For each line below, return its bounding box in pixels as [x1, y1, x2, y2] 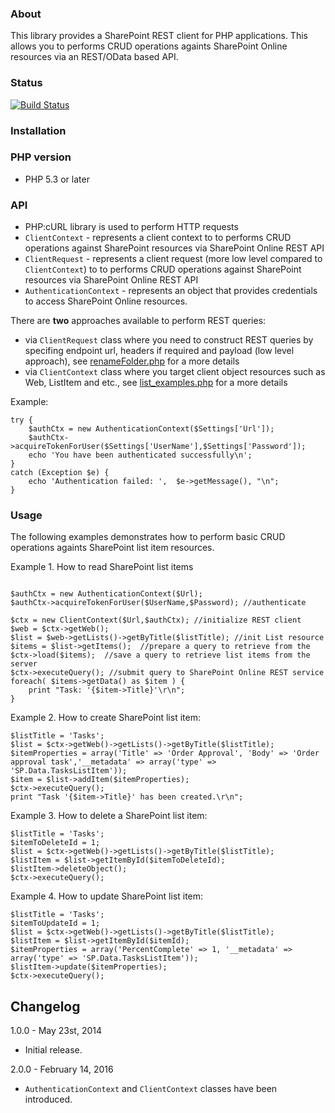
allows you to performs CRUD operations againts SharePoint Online [10, 40, 288, 52]
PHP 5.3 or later [24, 173, 90, 185]
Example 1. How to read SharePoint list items [10, 561, 194, 573]
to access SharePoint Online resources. [24, 295, 188, 307]
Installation [10, 123, 67, 137]
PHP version [10, 150, 72, 164]
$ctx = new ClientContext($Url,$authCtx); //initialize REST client [10, 615, 302, 626]
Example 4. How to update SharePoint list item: [10, 890, 204, 902]
